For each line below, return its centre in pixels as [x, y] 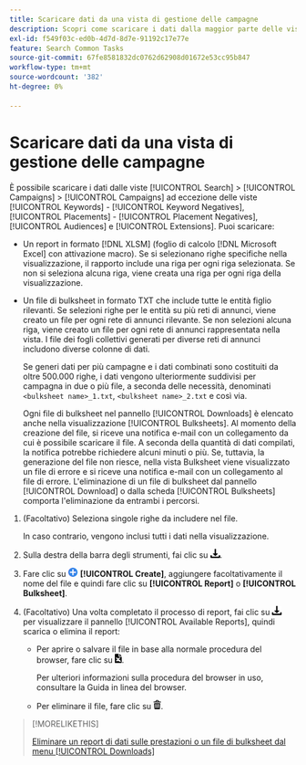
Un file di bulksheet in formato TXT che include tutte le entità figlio [147, 300]
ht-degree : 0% [36, 87]
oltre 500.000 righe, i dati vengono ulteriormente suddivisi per [139, 376]
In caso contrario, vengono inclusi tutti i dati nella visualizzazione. [146, 536]
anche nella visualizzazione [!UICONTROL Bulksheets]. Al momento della [159, 423]
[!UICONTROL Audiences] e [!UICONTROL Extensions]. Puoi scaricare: [142, 226]
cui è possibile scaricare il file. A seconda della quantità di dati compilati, [159, 442]
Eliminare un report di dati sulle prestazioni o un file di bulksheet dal [159, 741]
